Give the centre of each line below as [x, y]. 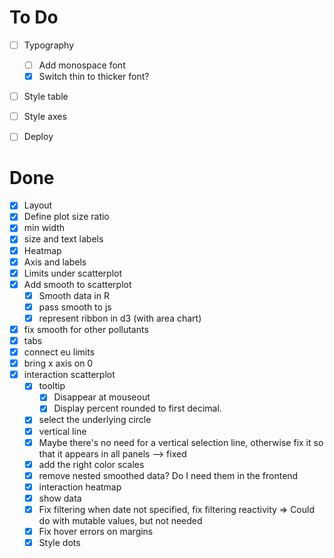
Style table [46, 97]
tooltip [52, 386]
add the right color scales [91, 464]
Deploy [38, 137]
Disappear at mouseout [102, 397]
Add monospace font [82, 65]
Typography [49, 45]
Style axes [45, 117]
